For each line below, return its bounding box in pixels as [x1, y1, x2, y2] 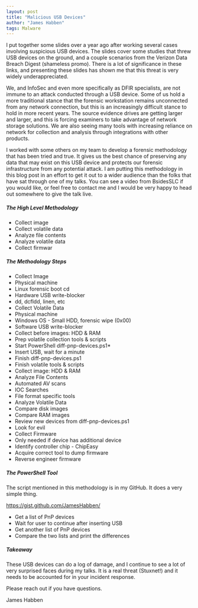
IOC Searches [14, 386, 49, 393]
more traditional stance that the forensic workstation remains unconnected [6, 97, 188, 104]
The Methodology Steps [6, 257, 67, 265]
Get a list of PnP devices [14, 514, 75, 521]
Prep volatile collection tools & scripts [14, 336, 106, 343]
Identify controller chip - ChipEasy [14, 443, 99, 450]
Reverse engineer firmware [14, 456, 82, 463]
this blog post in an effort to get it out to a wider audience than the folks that [6, 171, 191, 179]
